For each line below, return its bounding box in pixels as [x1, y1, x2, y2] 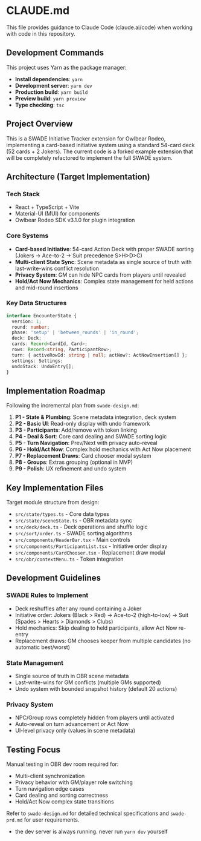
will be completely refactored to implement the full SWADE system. [6, 154, 173, 161]
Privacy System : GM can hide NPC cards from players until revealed [14, 271, 186, 279]
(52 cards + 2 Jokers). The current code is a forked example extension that [6, 148, 193, 155]
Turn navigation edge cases [14, 785, 85, 793]
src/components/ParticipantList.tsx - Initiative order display [14, 543, 168, 550]
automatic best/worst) [14, 643, 71, 651]
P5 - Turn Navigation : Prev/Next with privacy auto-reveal [14, 440, 158, 447]
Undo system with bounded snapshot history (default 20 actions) [14, 685, 177, 693]
